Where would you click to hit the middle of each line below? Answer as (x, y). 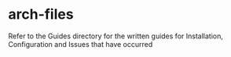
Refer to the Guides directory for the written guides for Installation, (116, 36)
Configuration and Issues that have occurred (81, 44)
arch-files (41, 14)
